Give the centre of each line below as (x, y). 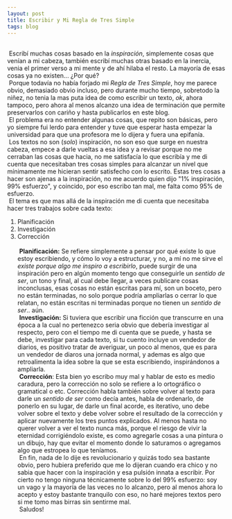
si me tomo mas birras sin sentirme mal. (74, 502)
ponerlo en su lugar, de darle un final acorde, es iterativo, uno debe (113, 406)
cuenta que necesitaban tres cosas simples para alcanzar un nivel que (108, 164)
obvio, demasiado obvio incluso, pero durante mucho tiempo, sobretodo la (114, 90)
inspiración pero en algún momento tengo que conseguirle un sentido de (121, 273)
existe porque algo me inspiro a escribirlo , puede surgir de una (107, 266)
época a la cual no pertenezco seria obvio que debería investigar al (113, 325)
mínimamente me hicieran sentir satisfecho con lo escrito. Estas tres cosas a (116, 171)
